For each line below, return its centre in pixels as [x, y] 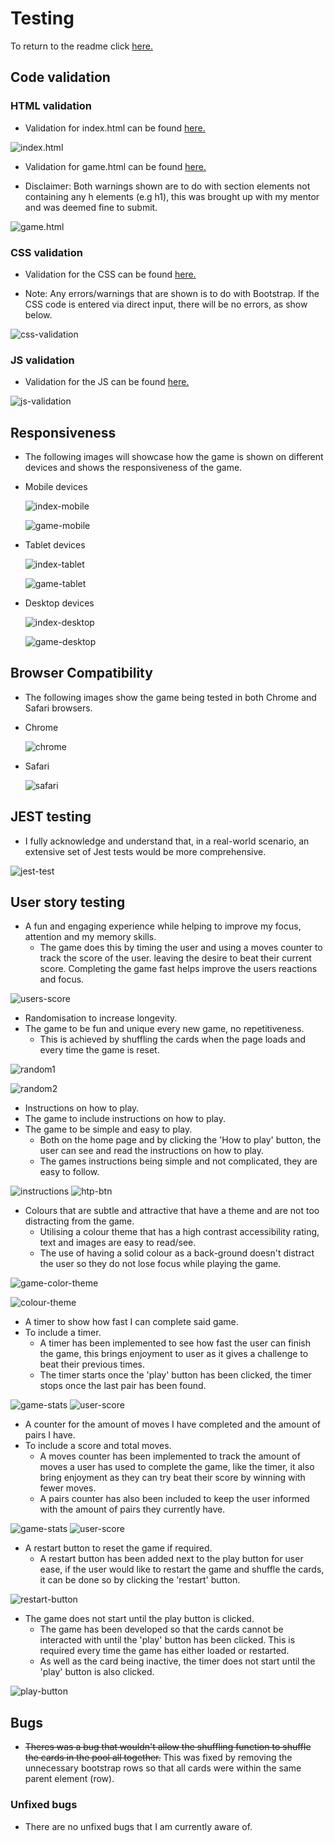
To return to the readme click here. [81, 46]
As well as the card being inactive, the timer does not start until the [177, 1661]
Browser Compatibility [81, 673]
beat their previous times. [92, 1364]
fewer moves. [68, 1488]
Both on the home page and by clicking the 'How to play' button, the [180, 1140]
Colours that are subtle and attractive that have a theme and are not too [172, 1211]
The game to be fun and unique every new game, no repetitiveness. [164, 1029]
